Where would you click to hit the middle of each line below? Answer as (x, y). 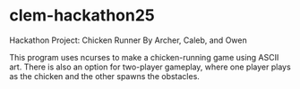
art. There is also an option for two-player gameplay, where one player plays (150, 67)
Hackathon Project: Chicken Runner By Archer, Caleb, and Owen (129, 40)
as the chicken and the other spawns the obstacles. (104, 76)
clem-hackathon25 (82, 16)
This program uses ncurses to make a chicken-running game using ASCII (144, 57)
